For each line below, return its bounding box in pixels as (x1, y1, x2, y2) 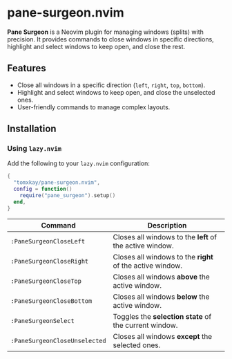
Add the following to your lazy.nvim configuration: (7, 159, 150, 167)
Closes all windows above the (113, 272, 211, 282)
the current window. (113, 320, 178, 330)
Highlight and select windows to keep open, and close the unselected (17, 88, 215, 96)
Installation (7, 123, 57, 135)
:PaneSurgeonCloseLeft (10, 237, 85, 245)
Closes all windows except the (113, 331, 213, 341)
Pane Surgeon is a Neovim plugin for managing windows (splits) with (7, 28, 204, 36)
